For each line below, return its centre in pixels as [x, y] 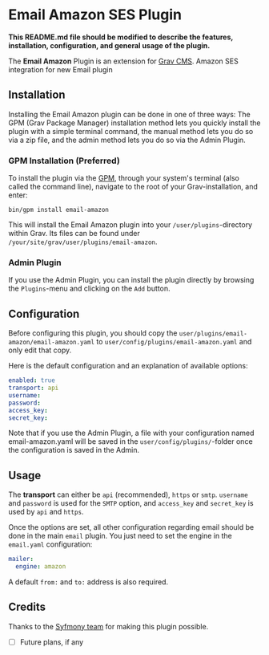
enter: [18, 195]
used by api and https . [46, 512]
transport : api [34, 388]
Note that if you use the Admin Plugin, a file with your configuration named [131, 433]
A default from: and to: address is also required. [88, 582]
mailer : [21, 559]
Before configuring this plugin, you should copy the [93, 333]
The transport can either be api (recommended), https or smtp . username [128, 494]
